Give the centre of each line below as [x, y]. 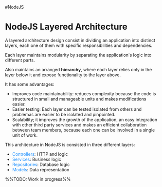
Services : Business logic [37, 159]
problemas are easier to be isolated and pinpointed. [64, 114]
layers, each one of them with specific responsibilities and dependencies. [79, 45]
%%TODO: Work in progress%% [38, 179]
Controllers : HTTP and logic [40, 154]
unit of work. [25, 135]
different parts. [20, 60]
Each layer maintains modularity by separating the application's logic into [78, 55]
